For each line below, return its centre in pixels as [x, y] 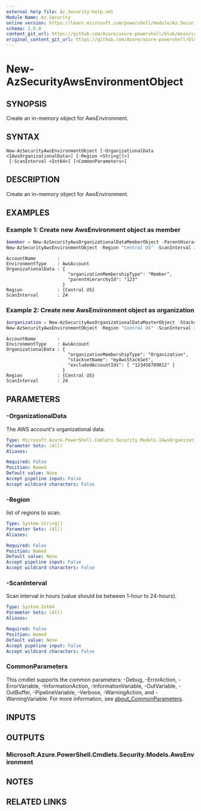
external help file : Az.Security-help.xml [60, 12]
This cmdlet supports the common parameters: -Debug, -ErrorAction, [92, 679]
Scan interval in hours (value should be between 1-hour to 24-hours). [92, 596]
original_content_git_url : [40, 39]
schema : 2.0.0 [24, 28]
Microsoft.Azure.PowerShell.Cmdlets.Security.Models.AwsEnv [100, 755]
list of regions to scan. [33, 513]
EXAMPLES [28, 213]
